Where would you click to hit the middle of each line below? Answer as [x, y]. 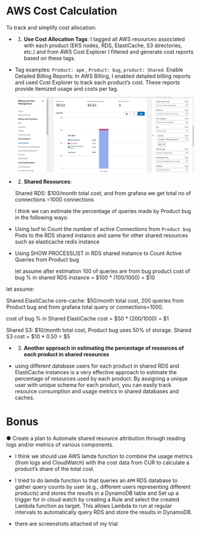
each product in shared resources [66, 354]
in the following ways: [41, 217]
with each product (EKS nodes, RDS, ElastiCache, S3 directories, [103, 45]
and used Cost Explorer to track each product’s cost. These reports [97, 82]
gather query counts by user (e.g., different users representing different [103, 486]
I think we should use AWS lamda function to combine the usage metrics [104, 456]
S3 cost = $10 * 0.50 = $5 [38, 336]
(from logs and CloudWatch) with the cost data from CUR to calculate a [102, 462]
